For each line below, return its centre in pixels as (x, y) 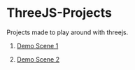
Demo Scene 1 (37, 45)
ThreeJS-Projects (59, 13)
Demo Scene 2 (38, 59)
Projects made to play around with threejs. (67, 32)
